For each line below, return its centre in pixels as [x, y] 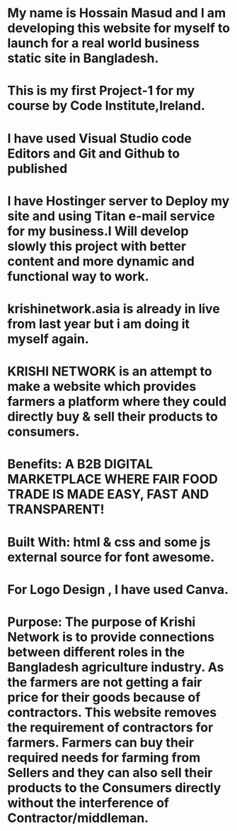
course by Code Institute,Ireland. [106, 106]
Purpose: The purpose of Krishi [102, 622]
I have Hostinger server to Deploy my [118, 201]
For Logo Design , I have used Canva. [118, 589]
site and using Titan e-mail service [111, 216]
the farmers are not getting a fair [105, 682]
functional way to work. [79, 276]
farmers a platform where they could [117, 402]
